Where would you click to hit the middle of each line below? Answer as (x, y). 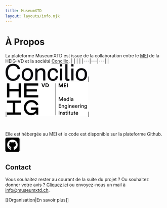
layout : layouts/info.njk (32, 16)
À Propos (25, 42)
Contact (18, 167)
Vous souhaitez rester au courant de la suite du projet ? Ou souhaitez (77, 180)
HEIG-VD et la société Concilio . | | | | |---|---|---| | (57, 61)
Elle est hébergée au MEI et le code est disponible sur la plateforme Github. (84, 134)
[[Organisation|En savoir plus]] (37, 200)
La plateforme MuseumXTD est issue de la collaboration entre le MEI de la (82, 56)
